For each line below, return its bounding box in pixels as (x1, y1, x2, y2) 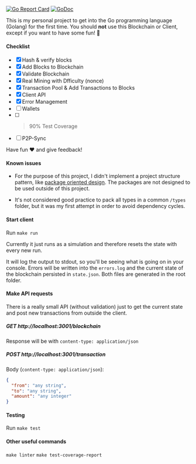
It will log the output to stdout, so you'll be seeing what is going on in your (6, 258, 184, 265)
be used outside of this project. (14, 185, 90, 192)
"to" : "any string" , (11, 388, 61, 394)
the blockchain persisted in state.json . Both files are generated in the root (6, 270, 186, 278)
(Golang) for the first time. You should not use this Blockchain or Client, (6, 23, 178, 30)
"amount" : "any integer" (11, 393, 72, 400)
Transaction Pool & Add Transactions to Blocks (22, 84, 135, 91)
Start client (6, 216, 34, 223)
